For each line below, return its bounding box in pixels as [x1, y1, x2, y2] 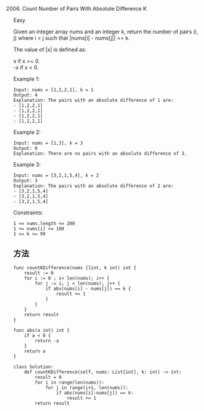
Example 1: [13, 76, 40, 82]
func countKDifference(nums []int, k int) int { [13, 264, 137, 270]
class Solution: [13, 363, 54, 370]
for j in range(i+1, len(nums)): [45, 384, 128, 391]
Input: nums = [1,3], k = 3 [13, 140, 84, 146]
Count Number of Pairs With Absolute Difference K [21, 5, 147, 12]
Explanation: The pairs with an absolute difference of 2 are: [13, 183, 174, 189]
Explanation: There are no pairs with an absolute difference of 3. [13, 151, 187, 157]
